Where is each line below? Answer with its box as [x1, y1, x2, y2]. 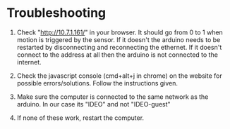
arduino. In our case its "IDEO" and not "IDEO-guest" [16, 100, 171, 108]
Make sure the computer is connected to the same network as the [16, 93, 209, 101]
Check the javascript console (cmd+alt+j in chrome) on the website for [16, 72, 223, 80]
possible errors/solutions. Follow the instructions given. [16, 79, 178, 87]
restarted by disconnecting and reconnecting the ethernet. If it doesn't [16, 43, 222, 51]
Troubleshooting [6, 5, 107, 21]
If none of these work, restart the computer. [16, 114, 145, 122]
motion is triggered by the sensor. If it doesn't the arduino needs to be [16, 35, 221, 43]
